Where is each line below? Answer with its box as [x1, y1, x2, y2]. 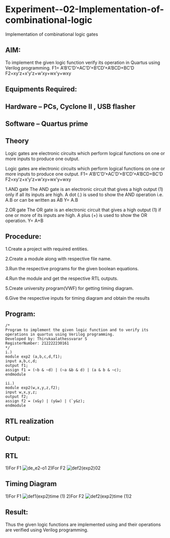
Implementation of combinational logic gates [5, 31, 98, 37]
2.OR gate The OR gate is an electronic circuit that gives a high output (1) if [5, 207, 161, 213]
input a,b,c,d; [5, 359, 38, 364]
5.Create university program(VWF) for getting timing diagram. [5, 285, 134, 291]
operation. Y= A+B [5, 217, 44, 224]
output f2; [5, 394, 28, 399]
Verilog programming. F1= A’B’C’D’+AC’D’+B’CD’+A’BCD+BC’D [5, 65, 134, 71]
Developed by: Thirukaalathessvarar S [5, 336, 87, 341]
